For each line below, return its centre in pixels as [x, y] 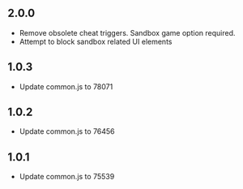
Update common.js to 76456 [67, 131]
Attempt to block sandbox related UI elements [96, 41]
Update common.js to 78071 [66, 86]
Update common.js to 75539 [67, 177]
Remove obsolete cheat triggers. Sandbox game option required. [127, 32]
